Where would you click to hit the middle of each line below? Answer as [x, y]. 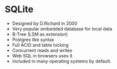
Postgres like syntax [33, 40]
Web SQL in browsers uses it [42, 56]
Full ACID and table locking [40, 45]
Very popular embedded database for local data [62, 28]
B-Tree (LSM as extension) [40, 34]
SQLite [19, 9]
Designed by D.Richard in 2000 [45, 23]
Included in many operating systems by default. [62, 61]
